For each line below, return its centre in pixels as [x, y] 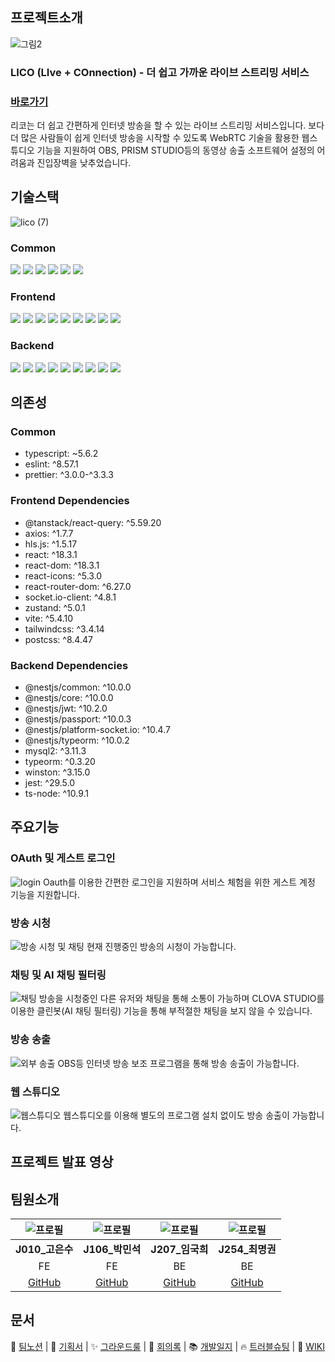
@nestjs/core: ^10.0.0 [69, 698]
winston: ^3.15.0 [57, 772]
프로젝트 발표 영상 [62, 1162]
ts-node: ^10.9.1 [56, 794]
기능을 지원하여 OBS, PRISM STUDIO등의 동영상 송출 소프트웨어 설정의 [175, 150]
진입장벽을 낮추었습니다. [84, 163]
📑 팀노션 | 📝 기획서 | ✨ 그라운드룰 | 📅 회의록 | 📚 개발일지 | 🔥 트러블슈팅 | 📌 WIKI [168, 1346]
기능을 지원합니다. [45, 894]
